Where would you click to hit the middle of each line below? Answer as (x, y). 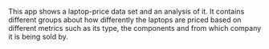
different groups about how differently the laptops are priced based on (125, 20)
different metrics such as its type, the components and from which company (135, 28)
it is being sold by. (38, 36)
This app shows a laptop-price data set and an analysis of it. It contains (126, 11)
